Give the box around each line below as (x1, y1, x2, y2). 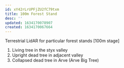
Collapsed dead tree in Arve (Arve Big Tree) (12, 57, 99, 63)
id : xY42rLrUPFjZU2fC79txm (5, 7, 59, 12)
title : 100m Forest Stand (5, 11, 57, 16)
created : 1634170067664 (5, 25, 53, 30)
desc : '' (5, 16, 23, 21)
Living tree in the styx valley (12, 47, 68, 53)
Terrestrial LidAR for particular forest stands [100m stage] (5, 38, 120, 44)
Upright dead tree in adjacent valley (12, 52, 83, 58)
